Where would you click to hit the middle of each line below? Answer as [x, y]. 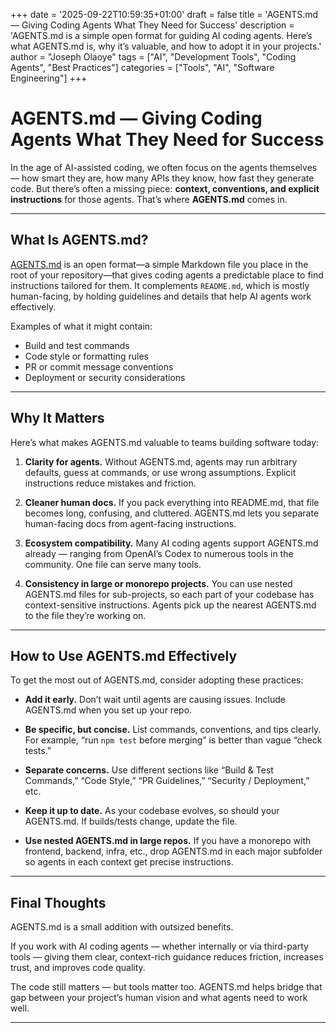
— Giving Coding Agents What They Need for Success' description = [152, 25]
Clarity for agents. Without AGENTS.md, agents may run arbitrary [161, 461]
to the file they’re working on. [85, 615]
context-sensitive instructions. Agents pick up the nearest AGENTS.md [170, 605]
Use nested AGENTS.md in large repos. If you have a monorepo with [168, 841]
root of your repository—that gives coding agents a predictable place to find [167, 275]
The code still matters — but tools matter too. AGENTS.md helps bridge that [166, 987]
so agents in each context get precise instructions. [129, 862]
